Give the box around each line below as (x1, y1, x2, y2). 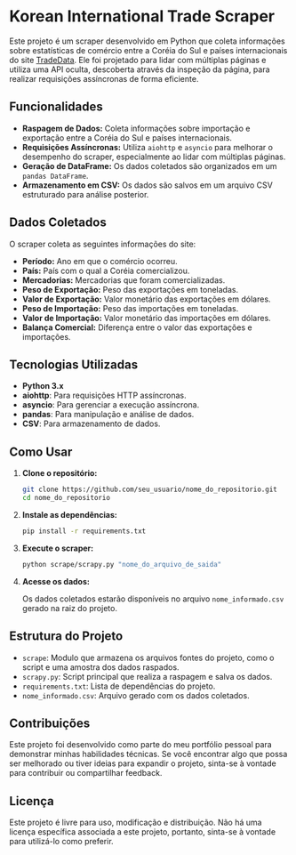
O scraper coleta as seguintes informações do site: (9, 238, 196, 249)
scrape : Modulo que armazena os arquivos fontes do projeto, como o (21, 652, 275, 663)
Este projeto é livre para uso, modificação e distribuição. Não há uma (9, 817, 262, 828)
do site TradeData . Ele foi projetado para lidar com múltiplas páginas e (9, 54, 267, 65)
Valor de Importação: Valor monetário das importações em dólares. (21, 312, 271, 323)
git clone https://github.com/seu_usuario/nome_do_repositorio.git (21, 485, 277, 495)
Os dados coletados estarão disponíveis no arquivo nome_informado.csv (21, 593, 284, 604)
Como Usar (9, 444, 73, 459)
